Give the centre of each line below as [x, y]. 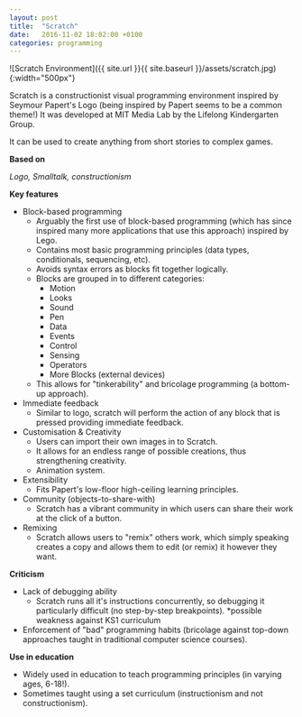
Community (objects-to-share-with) [89, 499]
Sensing [64, 355]
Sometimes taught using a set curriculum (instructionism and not [142, 694]
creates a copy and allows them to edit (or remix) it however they [156, 547]
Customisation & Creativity [72, 432]
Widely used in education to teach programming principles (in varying [152, 675]
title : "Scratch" [44, 26]
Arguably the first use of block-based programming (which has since [164, 221]
